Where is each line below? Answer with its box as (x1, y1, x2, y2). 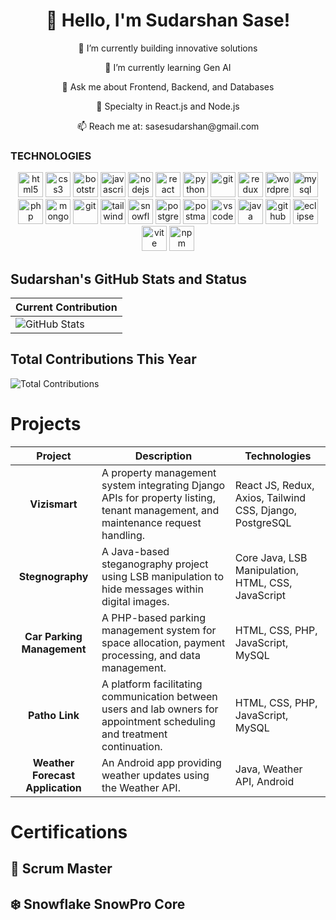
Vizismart (29, 497, 78, 511)
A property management (101, 465, 217, 479)
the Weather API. (101, 780, 181, 794)
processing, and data (101, 648, 201, 662)
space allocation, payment (101, 635, 226, 649)
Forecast (31, 768, 76, 782)
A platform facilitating (101, 677, 203, 691)
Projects (10, 413, 82, 436)
